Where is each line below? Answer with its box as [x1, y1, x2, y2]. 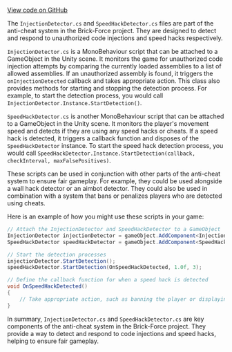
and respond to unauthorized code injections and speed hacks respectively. [7, 34, 223, 42]
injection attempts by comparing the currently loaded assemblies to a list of [7, 62, 222, 70]
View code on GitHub [7, 6, 68, 14]
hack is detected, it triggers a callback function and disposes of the [7, 134, 199, 142]
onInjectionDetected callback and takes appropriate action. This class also [7, 77, 220, 85]
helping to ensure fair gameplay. [7, 337, 99, 345]
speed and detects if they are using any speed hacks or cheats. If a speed [7, 127, 218, 135]
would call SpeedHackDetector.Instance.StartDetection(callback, [7, 149, 195, 157]
